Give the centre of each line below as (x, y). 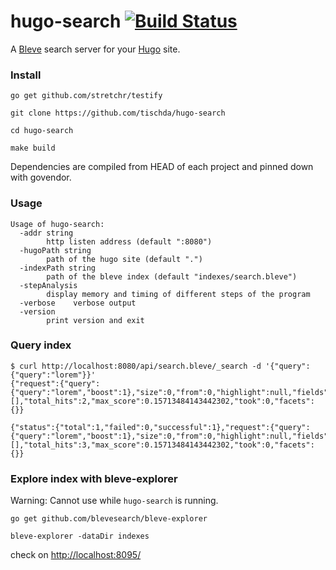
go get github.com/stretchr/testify (86, 96)
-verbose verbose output (78, 303)
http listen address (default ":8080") (129, 241)
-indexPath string (58, 268)
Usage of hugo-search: (57, 224)
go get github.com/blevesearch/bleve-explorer (109, 519)
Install (26, 75)
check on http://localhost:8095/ (76, 555)
